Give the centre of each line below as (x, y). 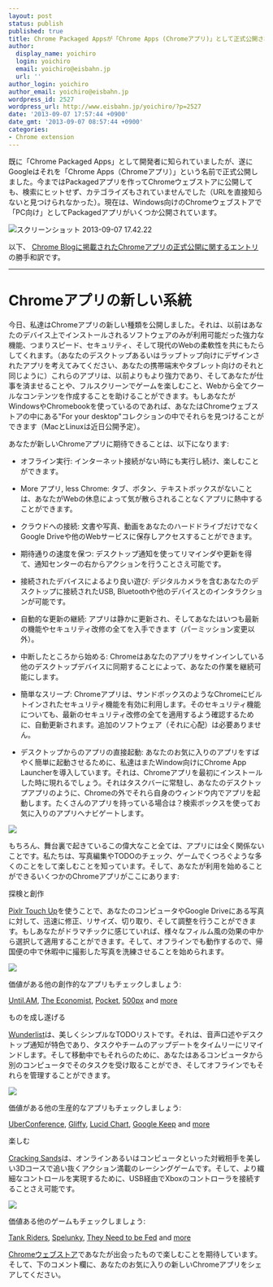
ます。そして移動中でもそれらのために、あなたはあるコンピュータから (147, 1054)
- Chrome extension (41, 137)
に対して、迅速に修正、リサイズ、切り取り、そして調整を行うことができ (129, 921)
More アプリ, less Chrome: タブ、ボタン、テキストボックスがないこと (136, 488)
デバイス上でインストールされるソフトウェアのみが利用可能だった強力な (143, 335)
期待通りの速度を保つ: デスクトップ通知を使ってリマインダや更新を (132, 554)
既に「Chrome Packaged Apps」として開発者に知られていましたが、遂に (131, 161)
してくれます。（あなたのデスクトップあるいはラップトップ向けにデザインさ (134, 355)
